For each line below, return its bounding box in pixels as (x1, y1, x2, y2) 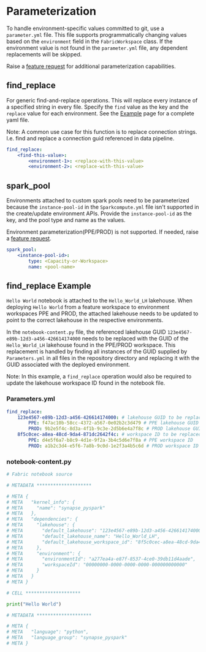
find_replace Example (6, 280, 91, 291)
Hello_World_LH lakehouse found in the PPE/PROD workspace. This (6, 342, 176, 349)
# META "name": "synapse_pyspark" (6, 505, 105, 511)
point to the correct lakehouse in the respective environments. (6, 316, 164, 324)
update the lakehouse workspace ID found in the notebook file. (6, 379, 166, 387)
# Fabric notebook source (6, 471, 72, 478)
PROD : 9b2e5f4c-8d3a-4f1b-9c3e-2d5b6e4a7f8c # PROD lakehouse (28, 426, 191, 432)
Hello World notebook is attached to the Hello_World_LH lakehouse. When (6, 297, 193, 304)
